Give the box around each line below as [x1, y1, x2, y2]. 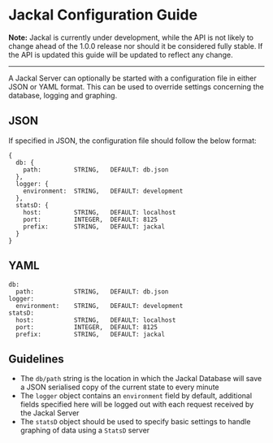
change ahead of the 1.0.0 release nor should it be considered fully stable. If [8, 41, 263, 50]
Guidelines [8, 352, 64, 366]
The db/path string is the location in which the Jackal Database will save [19, 374, 262, 384]
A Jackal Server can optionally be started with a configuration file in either [8, 73, 258, 83]
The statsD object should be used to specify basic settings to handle [19, 417, 251, 427]
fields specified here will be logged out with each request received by [19, 400, 254, 410]
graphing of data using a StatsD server [19, 425, 150, 436]
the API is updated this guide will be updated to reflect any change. [8, 50, 233, 59]
